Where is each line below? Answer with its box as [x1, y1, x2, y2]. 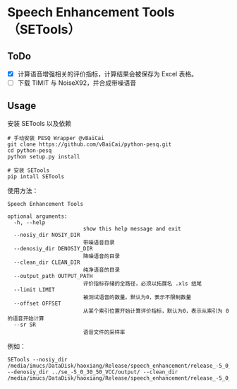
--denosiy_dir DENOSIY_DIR [13, 245, 93, 252]
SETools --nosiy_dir [7, 356, 68, 363]
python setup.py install [7, 153, 80, 160]
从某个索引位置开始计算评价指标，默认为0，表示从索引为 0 [83, 307, 229, 315]
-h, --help [13, 219, 46, 226]
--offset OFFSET [13, 300, 61, 307]
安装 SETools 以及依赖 [7, 119, 72, 127]
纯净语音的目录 [83, 266, 121, 273]
